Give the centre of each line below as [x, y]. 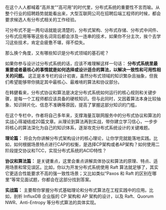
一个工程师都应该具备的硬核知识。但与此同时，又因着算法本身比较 [89, 99]
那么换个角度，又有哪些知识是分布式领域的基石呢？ [57, 53]
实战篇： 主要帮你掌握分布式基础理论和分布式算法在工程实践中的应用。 [77, 190]
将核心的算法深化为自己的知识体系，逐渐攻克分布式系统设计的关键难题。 [79, 128]
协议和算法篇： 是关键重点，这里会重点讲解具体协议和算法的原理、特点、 [79, 161]
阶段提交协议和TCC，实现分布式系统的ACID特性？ [56, 150]
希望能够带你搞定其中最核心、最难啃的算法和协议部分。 [65, 82]
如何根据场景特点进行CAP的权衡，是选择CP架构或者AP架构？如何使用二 [87, 144]
